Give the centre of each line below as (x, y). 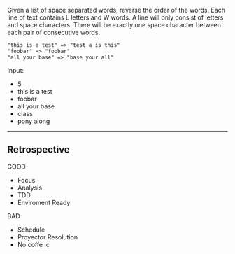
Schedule (31, 230)
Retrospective (38, 150)
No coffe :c (34, 244)
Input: (16, 70)
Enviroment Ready (44, 202)
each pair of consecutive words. (54, 32)
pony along (34, 121)
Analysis (30, 188)
